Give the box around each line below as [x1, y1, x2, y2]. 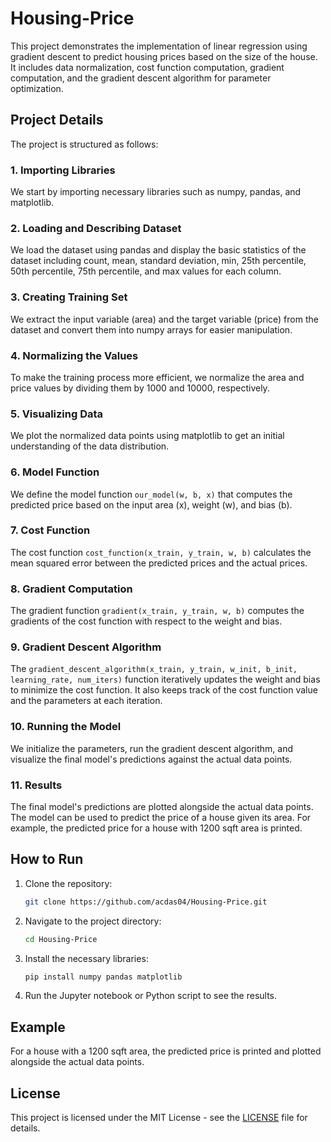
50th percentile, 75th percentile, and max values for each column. [10, 265, 282, 277]
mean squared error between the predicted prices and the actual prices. [10, 557, 308, 569]
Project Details [10, 112, 104, 129]
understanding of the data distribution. [10, 440, 170, 452]
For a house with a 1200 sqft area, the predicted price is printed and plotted [10, 1045, 322, 1057]
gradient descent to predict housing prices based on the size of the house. [10, 50, 318, 62]
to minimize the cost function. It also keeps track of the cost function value [10, 684, 318, 696]
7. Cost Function [10, 523, 91, 537]
